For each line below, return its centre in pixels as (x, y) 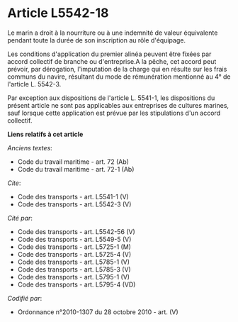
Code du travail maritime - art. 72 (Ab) (73, 162)
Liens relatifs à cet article (45, 134)
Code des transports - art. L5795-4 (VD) (76, 284)
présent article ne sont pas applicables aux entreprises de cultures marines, (118, 105)
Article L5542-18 (58, 13)
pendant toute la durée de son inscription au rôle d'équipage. (97, 40)
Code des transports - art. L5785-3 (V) (74, 269)
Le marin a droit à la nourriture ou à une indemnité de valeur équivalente (113, 33)
